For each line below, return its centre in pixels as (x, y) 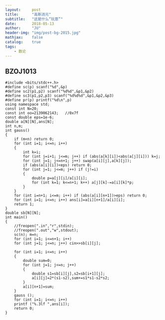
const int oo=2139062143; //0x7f (42, 113)
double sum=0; (37, 261)
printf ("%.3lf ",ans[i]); (42, 304)
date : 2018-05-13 (30, 24)
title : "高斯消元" (28, 14)
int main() (16, 217)
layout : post (23, 10)
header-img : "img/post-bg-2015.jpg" (43, 33)
